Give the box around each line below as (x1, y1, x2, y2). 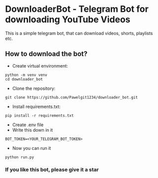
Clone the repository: (12, 85, 56, 91)
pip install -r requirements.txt (5, 113, 74, 118)
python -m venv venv (5, 72, 48, 77)
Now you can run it (12, 145, 51, 151)
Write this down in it (12, 127, 53, 133)
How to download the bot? (5, 50, 88, 58)
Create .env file (12, 122, 43, 128)
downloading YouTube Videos (5, 14, 131, 25)
